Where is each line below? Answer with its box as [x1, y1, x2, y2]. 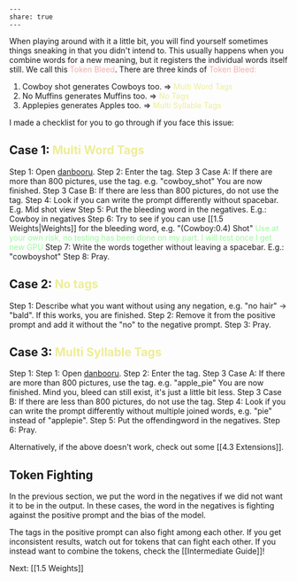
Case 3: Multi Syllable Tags [9, 345, 162, 360]
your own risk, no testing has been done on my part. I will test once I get [9, 232, 272, 243]
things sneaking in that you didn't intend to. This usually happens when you [9, 45, 285, 56]
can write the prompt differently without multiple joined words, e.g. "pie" [9, 406, 272, 416]
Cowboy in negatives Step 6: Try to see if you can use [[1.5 [9, 213, 224, 224]
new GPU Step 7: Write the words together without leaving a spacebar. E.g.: [9, 241, 285, 252]
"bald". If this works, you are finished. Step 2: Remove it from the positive [9, 309, 276, 320]
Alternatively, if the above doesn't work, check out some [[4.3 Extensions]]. [9, 442, 285, 453]
